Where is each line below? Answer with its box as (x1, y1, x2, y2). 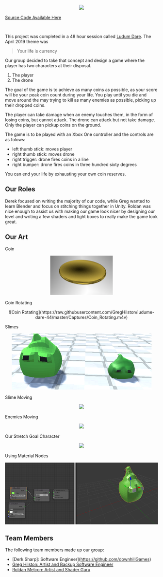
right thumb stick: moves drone (12, 151, 75, 157)
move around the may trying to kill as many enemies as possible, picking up (5, 97, 156, 103)
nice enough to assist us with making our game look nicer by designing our (5, 208, 155, 214)
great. (5, 219, 17, 224)
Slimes (5, 324, 18, 330)
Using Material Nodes (5, 453, 49, 459)
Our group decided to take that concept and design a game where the (5, 57, 145, 63)
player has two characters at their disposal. (5, 63, 91, 68)
